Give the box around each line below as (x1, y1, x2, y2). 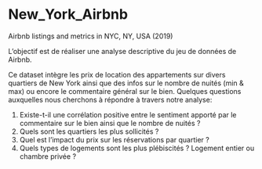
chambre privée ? (19, 151, 77, 161)
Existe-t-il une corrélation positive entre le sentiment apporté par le (19, 110, 237, 119)
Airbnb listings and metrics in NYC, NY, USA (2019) (8, 31, 173, 41)
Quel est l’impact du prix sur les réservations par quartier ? (19, 135, 209, 144)
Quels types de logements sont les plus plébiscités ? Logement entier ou (19, 143, 255, 153)
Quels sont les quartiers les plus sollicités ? (19, 127, 159, 136)
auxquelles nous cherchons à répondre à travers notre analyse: (8, 95, 213, 104)
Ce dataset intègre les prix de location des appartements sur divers (8, 70, 226, 79)
